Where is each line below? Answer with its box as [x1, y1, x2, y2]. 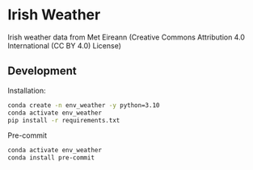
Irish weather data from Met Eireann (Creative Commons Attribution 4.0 [7, 32, 246, 42]
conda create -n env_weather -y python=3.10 [7, 101, 160, 110]
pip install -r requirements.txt [7, 116, 120, 124]
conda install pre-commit [7, 154, 95, 162]
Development [7, 64, 78, 78]
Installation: [7, 85, 46, 95]
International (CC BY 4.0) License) [7, 40, 122, 50]
